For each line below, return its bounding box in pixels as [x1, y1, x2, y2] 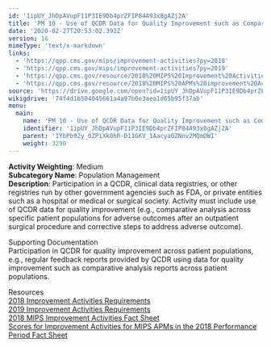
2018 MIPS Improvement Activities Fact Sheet [8, 312, 160, 323]
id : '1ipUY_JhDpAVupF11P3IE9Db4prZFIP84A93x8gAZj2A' [8, 11, 190, 20]
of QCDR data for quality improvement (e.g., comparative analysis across [8, 204, 252, 214]
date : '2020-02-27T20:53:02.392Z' [8, 27, 125, 35]
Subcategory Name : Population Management [8, 170, 161, 180]
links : [8, 49, 31, 57]
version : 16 [8, 34, 48, 43]
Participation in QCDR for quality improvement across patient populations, [8, 245, 254, 255]
